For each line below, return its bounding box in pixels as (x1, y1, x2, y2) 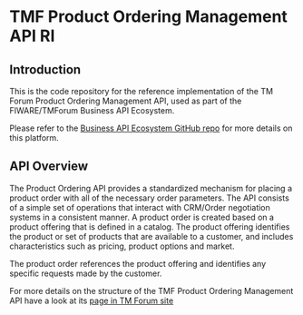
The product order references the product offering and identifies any (9, 258, 267, 269)
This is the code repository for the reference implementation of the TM (9, 86, 274, 96)
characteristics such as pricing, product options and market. (9, 241, 235, 251)
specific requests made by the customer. (9, 268, 162, 279)
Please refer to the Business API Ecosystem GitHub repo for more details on (9, 123, 293, 133)
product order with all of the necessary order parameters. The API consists (9, 192, 290, 203)
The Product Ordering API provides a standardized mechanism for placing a (9, 182, 293, 193)
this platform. (9, 133, 59, 143)
